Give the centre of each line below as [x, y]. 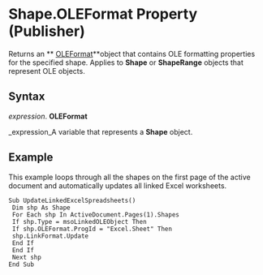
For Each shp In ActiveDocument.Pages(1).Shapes [96, 215]
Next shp [27, 257]
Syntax [27, 97]
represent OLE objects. [47, 71]
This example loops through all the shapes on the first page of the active [129, 177]
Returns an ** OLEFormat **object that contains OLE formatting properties [132, 54]
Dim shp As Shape [41, 208]
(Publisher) [47, 31]
